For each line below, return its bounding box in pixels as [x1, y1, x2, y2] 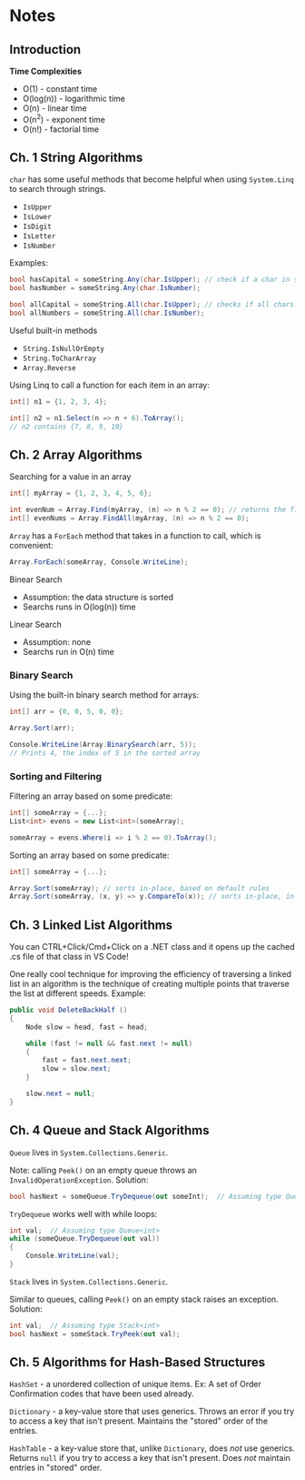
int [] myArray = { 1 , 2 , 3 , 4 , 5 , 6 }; [9, 488, 152, 498]
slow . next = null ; [25, 1089, 95, 1099]
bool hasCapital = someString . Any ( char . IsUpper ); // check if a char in [9, 275, 290, 285]
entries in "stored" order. [9, 1462, 103, 1474]
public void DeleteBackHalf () [9, 1006, 128, 1015]
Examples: [9, 257, 48, 268]
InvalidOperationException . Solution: [9, 1174, 149, 1185]
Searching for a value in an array [9, 471, 132, 482]
